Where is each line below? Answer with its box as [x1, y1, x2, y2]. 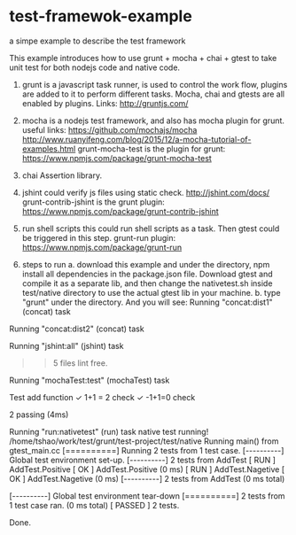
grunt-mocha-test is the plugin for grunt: [77, 143, 226, 154]
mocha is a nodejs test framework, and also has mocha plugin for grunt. [21, 115, 285, 126]
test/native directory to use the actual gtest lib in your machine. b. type [21, 287, 281, 298]
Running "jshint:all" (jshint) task [9, 340, 124, 351]
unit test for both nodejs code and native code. [9, 62, 180, 73]
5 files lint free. [52, 357, 108, 368]
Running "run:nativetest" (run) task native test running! [9, 426, 209, 437]
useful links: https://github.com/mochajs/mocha [21, 124, 198, 135]
